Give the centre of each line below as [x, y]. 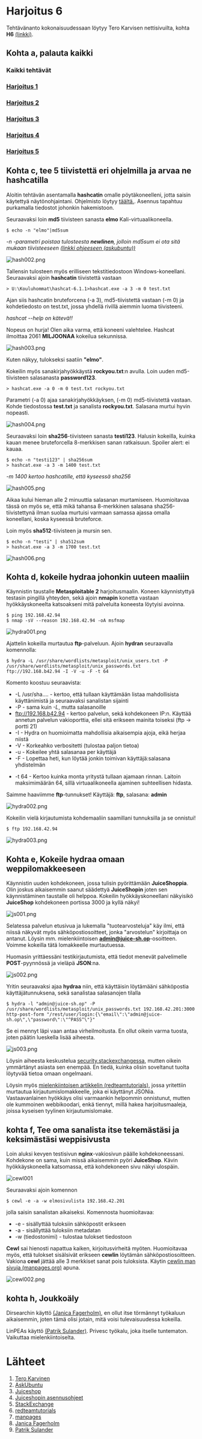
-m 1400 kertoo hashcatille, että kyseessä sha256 [69, 476]
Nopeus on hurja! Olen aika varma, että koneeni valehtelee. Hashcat [90, 329]
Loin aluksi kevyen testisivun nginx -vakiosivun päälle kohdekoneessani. [95, 1154]
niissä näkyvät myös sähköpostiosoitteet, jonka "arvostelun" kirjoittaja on [97, 932]
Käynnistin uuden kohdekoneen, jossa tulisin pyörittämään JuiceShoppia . [97, 883]
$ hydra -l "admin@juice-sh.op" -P [51, 1004]
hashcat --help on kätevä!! [40, 318]
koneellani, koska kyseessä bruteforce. [55, 519]
